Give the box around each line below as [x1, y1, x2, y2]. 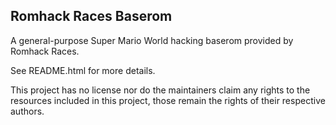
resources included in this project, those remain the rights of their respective [10, 94, 326, 106]
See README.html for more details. [10, 64, 156, 76]
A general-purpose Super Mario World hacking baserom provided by [10, 34, 294, 46]
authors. [10, 105, 45, 117]
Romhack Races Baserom [10, 8, 173, 25]
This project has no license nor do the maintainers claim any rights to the [10, 84, 311, 96]
